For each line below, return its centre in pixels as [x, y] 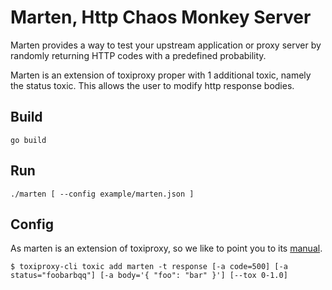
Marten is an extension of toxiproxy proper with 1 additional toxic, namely [161, 75]
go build [28, 140]
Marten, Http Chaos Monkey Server [161, 17]
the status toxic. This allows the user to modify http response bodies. [152, 85]
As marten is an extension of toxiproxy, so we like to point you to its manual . [166, 248]
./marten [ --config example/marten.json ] [102, 194]
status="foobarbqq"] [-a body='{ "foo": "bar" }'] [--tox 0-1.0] [149, 276]
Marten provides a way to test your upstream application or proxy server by [166, 45]
